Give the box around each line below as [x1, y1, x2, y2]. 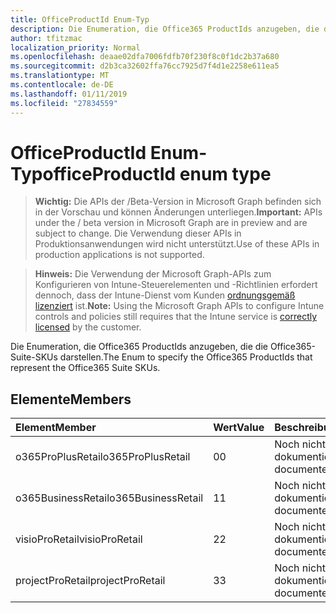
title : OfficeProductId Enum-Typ [10, 14, 150, 25]
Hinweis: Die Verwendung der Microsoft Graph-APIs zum [34, 268, 272, 280]
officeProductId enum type [42, 162, 272, 185]
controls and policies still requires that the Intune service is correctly [34, 311, 318, 323]
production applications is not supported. [34, 249, 205, 261]
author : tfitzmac [10, 33, 83, 43]
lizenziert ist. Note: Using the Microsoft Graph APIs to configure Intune [34, 300, 325, 312]
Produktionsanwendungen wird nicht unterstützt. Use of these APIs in [34, 238, 320, 250]
